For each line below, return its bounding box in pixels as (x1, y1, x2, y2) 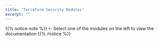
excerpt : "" (5, 12, 30, 17)
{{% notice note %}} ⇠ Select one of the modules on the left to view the (5, 25, 154, 31)
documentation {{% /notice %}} (5, 31, 71, 37)
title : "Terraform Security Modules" (5, 7, 85, 12)
